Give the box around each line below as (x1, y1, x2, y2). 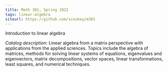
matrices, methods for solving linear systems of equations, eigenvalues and (5, 50, 162, 56)
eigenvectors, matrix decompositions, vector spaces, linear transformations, (5, 56, 163, 62)
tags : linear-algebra (5, 12, 51, 17)
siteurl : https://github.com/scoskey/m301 (5, 16, 96, 21)
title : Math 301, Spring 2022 (5, 7, 69, 12)
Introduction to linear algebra (5, 30, 65, 36)
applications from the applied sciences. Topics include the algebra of (5, 45, 148, 51)
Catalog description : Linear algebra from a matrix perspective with (5, 40, 143, 46)
